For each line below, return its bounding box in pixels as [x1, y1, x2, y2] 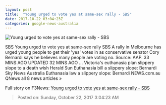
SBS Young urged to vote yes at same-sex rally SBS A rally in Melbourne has [5, 44, 162, 50]
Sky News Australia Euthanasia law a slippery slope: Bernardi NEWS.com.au [5, 70, 161, 76]
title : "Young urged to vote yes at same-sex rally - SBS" [5, 12, 132, 17]
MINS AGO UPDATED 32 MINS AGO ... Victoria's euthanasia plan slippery [5, 60, 155, 66]
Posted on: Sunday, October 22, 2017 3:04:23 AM [17, 95, 119, 101]
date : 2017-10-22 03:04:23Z [5, 16, 63, 21]
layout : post [5, 7, 32, 12]
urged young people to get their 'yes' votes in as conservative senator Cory [5, 49, 160, 55]
